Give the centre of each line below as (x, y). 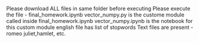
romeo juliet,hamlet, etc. (36, 34)
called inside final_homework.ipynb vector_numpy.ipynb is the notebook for (99, 21)
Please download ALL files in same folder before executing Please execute (98, 9)
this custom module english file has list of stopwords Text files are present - (100, 27)
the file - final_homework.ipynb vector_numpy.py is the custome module (95, 15)
